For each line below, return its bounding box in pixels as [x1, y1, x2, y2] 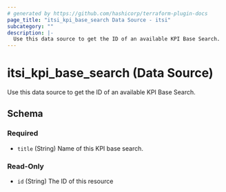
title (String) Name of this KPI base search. [17, 144, 143, 152]
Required [7, 129, 39, 138]
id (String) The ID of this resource [17, 177, 114, 186]
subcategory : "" [7, 23, 54, 30]
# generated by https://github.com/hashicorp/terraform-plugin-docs [7, 10, 208, 17]
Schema [7, 108, 43, 120]
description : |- [7, 29, 54, 36]
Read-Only [7, 161, 45, 171]
